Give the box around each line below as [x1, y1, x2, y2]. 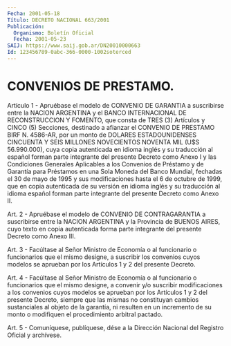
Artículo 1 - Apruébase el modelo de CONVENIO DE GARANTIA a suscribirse [7, 101, 225, 109]
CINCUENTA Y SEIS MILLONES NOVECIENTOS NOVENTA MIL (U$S [7, 137, 200, 146]
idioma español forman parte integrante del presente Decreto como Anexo [7, 189, 219, 198]
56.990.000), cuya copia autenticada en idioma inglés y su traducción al [7, 145, 213, 153]
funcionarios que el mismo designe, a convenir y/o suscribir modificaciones [7, 280, 223, 289]
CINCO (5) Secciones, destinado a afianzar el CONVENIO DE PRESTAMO [7, 123, 215, 131]
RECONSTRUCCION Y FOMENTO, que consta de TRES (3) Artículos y [7, 115, 205, 124]
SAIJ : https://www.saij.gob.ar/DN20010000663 [7, 42, 140, 49]
